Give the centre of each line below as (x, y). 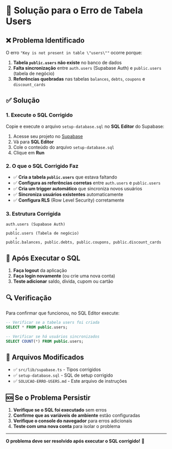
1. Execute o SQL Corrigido (39, 115)
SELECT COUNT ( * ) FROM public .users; (45, 341)
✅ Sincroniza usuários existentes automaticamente (68, 194)
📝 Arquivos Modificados (45, 357)
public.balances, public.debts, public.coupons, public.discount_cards (83, 242)
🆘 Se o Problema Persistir (48, 397)
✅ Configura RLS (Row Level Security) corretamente (69, 200)
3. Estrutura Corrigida (33, 213)
